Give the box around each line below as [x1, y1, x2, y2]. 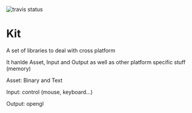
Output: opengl [6, 100, 44, 107]
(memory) [6, 65, 31, 72]
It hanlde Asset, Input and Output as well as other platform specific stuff [6, 58, 186, 66]
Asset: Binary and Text [6, 76, 63, 84]
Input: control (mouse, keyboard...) [6, 88, 93, 95]
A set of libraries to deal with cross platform [6, 47, 116, 54]
